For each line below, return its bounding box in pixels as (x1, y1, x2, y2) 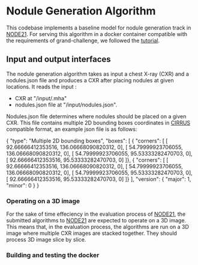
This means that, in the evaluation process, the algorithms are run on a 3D (6, 224, 189, 231)
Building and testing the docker (6, 251, 100, 259)
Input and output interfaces (6, 54, 111, 64)
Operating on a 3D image (6, 196, 80, 205)
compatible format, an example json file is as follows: (6, 125, 137, 133)
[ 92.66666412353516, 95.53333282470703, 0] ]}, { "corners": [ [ (6, 156, 169, 163)
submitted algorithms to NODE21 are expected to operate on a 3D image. (6, 217, 187, 224)
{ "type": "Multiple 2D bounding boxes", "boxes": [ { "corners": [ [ (6, 137, 168, 144)
